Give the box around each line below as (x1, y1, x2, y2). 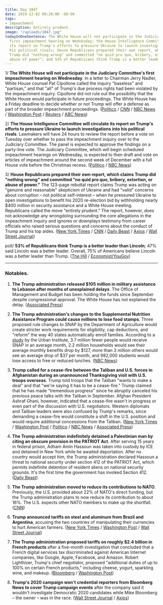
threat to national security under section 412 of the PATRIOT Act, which (12, 459, 154, 465)
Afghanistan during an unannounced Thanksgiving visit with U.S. (12, 372, 147, 378)
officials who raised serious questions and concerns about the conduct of (5, 223, 153, 229)
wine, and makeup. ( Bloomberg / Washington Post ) (12, 570, 114, 576)
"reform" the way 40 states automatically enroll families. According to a (12, 331, 155, 338)
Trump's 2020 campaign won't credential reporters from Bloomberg (12, 579, 153, 585)
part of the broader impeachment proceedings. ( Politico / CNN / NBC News (5, 106, 156, 112)
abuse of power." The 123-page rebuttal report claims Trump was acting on (5, 182, 157, 188)
